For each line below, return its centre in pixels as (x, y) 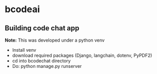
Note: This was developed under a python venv (55, 40)
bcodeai (22, 9)
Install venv (24, 50)
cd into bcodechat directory (41, 61)
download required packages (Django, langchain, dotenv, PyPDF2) (82, 55)
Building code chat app (42, 28)
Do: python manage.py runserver (47, 66)
